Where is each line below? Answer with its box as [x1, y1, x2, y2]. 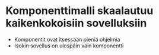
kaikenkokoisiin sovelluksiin [5, 16, 147, 30]
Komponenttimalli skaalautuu [5, 4, 154, 18]
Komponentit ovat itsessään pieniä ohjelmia [14, 36, 120, 43]
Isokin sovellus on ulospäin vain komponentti [14, 42, 124, 49]
